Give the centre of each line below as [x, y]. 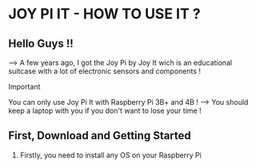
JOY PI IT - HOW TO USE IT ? [105, 14]
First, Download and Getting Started [100, 136]
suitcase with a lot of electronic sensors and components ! [105, 71]
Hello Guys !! [41, 44]
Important [24, 86]
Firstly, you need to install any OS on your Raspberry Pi [110, 155]
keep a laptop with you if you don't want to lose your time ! [105, 110]
